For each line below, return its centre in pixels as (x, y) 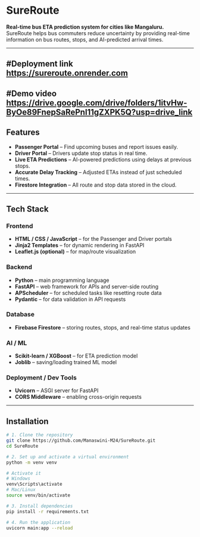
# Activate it (24, 473)
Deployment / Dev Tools (42, 378)
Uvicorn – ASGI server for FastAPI (57, 390)
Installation (27, 421)
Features (23, 133)
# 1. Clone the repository (40, 435)
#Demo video (32, 93)
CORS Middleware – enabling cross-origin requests (78, 397)
